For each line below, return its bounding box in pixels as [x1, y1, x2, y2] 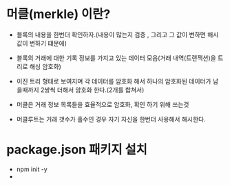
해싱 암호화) [29, 62, 61, 70]
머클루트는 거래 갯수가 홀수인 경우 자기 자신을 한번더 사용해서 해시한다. [16, 115, 206, 123]
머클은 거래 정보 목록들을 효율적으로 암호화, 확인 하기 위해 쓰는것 [16, 100, 189, 108]
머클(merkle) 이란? [6, 6, 111, 22]
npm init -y [16, 165, 48, 173]
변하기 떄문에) [29, 39, 67, 47]
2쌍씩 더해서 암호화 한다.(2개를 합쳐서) [40, 86, 145, 94]
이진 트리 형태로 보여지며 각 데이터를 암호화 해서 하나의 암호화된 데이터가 [16, 77, 211, 85]
